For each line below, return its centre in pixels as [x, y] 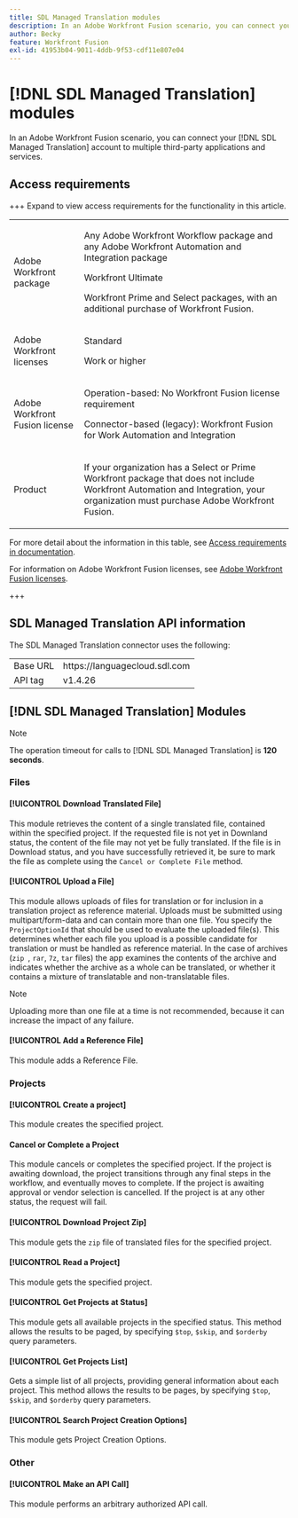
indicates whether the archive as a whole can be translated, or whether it [142, 967]
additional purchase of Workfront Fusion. [169, 309]
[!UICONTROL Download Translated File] [85, 804]
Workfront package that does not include [169, 478]
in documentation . [42, 552]
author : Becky [35, 34]
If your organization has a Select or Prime [170, 467]
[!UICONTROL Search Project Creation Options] [98, 1420]
